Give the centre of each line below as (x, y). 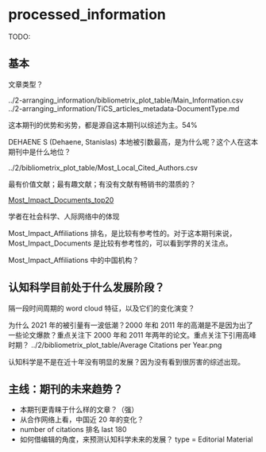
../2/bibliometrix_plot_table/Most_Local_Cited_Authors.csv (103, 168)
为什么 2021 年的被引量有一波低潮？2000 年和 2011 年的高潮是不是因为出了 (131, 325)
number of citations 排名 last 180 (73, 430)
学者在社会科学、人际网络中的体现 (64, 216)
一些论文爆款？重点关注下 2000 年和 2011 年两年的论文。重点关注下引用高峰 (132, 334)
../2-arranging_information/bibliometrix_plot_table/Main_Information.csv (126, 100)
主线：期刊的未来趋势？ (66, 389)
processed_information (87, 15)
